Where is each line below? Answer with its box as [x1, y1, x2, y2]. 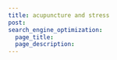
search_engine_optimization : [8, 26, 103, 34]
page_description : [15, 41, 76, 48]
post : [8, 19, 26, 26]
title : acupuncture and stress [8, 11, 110, 19]
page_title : [15, 33, 55, 41]
